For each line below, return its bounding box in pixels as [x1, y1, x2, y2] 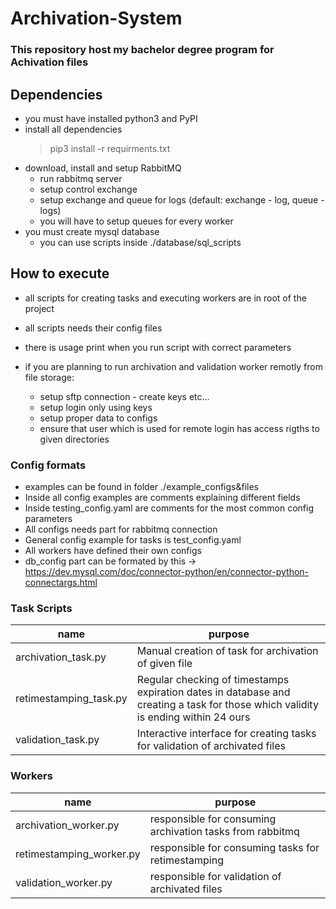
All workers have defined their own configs [24, 545, 202, 557]
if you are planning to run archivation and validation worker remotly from [24, 360, 323, 372]
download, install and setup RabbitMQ [24, 162, 182, 174]
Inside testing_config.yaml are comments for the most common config [24, 502, 314, 514]
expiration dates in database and [136, 685, 291, 699]
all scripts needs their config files [24, 322, 163, 334]
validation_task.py [15, 733, 100, 747]
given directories [39, 433, 110, 445]
